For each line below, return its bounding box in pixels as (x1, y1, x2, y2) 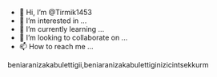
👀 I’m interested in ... (18, 16, 87, 25)
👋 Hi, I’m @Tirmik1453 (18, 8, 93, 17)
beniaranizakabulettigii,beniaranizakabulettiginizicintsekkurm (7, 60, 209, 69)
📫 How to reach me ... (18, 42, 94, 51)
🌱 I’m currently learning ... (18, 25, 105, 33)
